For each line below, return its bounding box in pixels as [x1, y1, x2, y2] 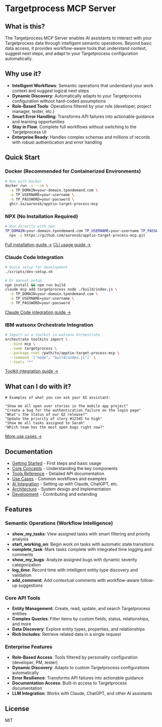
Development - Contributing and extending [12, 491, 97, 497]
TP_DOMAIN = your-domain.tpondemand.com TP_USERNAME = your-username [5, 228, 139, 233]
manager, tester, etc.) [12, 108, 54, 114]
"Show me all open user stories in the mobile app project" [5, 404, 129, 409]
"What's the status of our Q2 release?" [5, 412, 88, 417]
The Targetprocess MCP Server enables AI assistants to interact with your [5, 35, 152, 41]
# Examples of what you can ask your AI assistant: [5, 395, 111, 400]
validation [12, 572, 32, 578]
